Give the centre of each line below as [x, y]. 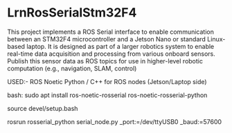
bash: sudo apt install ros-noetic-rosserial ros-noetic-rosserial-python [107, 95]
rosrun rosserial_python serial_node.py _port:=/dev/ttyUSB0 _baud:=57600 [115, 121]
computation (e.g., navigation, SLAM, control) [72, 68]
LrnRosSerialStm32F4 [72, 13]
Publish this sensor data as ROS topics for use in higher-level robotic [105, 61]
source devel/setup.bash [43, 108]
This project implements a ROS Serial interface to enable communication [111, 32]
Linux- [216, 39]
